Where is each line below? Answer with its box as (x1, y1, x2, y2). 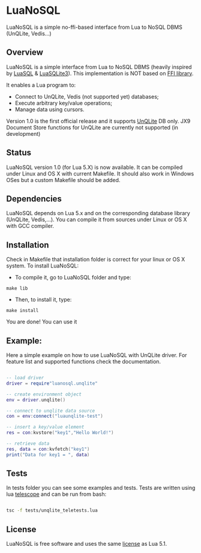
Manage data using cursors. (14, 106, 85, 113)
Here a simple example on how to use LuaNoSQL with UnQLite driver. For (6, 352, 187, 358)
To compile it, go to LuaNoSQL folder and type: (14, 274, 131, 281)
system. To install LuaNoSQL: (6, 262, 79, 269)
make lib (6, 286, 28, 292)
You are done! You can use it (6, 318, 77, 325)
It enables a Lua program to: (6, 81, 76, 88)
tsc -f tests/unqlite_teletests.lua (6, 507, 98, 514)
